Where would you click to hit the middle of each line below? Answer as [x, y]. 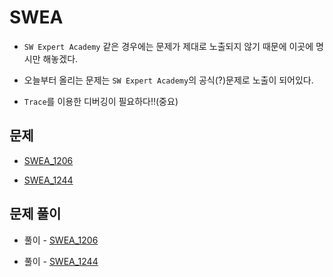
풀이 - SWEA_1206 [61, 240]
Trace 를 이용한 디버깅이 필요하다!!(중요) [101, 101]
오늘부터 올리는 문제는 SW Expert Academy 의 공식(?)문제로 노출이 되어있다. [168, 80]
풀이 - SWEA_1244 [61, 261]
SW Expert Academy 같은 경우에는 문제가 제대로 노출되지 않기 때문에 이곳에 [168, 46]
